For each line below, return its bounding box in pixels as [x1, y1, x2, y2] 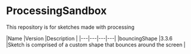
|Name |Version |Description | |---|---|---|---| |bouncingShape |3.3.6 [6, 35, 173, 42]
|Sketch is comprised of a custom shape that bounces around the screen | [6, 41, 186, 48]
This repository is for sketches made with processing [6, 23, 135, 31]
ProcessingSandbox [6, 4, 107, 18]
